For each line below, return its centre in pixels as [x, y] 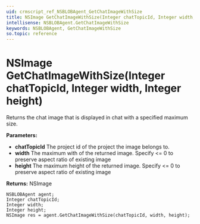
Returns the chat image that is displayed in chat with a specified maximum [97, 118]
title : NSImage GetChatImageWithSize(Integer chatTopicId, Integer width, [101, 17]
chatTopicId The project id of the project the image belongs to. [92, 147]
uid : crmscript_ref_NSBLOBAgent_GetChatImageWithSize [74, 12]
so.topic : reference [32, 34]
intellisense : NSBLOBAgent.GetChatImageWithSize [68, 23]
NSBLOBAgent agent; [30, 195]
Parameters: [22, 135]
